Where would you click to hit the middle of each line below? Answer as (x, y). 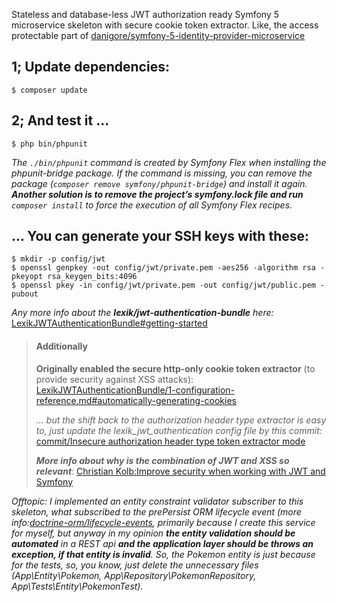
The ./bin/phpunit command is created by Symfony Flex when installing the (169, 162)
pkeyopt (27, 277)
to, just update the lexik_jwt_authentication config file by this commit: (179, 430)
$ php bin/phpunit (49, 144)
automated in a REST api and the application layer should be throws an (162, 543)
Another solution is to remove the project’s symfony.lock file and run (157, 194)
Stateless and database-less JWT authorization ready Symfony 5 (145, 14)
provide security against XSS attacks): (114, 379)
